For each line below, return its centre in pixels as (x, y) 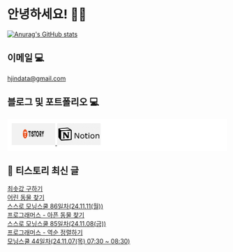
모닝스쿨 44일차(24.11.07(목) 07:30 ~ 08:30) (69, 241)
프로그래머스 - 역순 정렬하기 (45, 232)
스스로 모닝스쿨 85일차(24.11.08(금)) (57, 224)
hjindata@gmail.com (37, 78)
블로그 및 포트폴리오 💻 (53, 102)
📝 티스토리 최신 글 (43, 170)
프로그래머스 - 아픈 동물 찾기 (46, 215)
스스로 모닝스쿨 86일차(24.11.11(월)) (55, 206)
